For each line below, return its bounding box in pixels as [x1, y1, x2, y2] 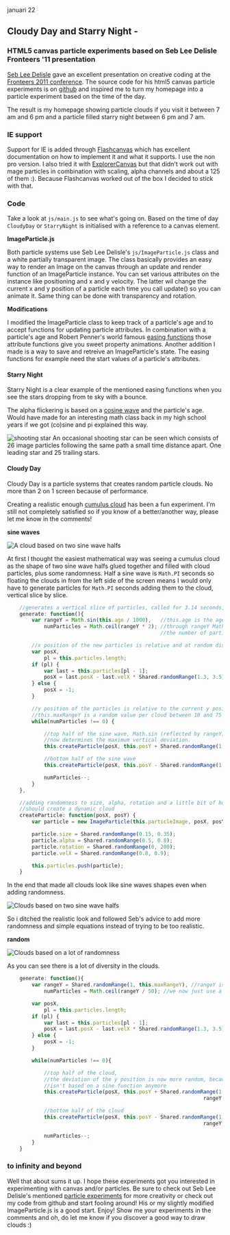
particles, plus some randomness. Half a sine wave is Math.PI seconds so [7, 569, 214, 577]
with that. [7, 182, 34, 190]
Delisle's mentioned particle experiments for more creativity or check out [7, 1191, 214, 1199]
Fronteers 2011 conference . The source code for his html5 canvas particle [7, 77, 216, 86]
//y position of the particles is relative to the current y [31, 705, 210, 712]
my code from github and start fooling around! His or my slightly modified [7, 1199, 214, 1207]
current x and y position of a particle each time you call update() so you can [7, 284, 221, 293]
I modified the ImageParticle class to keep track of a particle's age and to [7, 319, 214, 327]
